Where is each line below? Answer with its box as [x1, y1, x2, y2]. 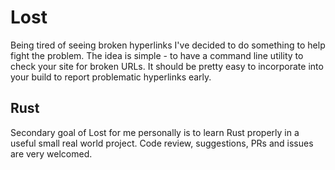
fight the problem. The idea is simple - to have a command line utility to [10, 49, 304, 61]
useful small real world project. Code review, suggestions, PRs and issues [10, 137, 314, 149]
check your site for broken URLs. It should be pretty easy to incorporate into [10, 60, 324, 72]
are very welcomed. [10, 147, 93, 160]
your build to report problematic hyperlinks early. [10, 71, 212, 83]
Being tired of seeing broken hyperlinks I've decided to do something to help [10, 39, 326, 51]
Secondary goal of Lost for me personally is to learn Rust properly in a [10, 126, 300, 138]
